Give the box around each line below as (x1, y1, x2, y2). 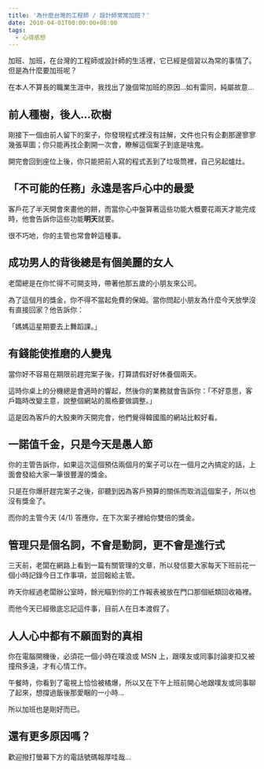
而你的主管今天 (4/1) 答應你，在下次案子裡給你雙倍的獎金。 (8, 513, 199, 523)
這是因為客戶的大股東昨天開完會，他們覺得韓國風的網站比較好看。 (8, 412, 222, 421)
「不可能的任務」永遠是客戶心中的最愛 (8, 182, 194, 195)
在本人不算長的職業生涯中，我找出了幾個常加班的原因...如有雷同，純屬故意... (8, 83, 255, 92)
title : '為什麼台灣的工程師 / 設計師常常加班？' (8, 11, 151, 20)
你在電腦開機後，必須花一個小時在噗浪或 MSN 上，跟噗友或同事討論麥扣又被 (8, 651, 255, 660)
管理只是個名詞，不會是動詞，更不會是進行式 (8, 538, 225, 551)
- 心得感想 (15, 33, 46, 42)
